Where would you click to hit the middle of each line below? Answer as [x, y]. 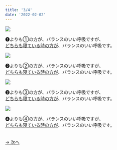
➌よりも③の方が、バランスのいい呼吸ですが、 [54, 92]
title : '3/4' [19, 10]
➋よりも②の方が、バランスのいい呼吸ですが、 [54, 66]
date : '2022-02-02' [26, 15]
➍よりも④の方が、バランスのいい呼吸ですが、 [54, 119]
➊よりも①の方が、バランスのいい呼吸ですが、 [54, 39]
